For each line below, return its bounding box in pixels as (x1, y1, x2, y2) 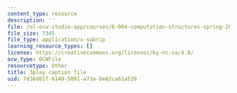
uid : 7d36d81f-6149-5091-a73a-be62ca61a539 (7, 75, 138, 83)
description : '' (7, 17, 55, 24)
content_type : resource (7, 10, 78, 17)
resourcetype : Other (7, 62, 68, 69)
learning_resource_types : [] (7, 43, 93, 50)
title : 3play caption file (7, 69, 87, 76)
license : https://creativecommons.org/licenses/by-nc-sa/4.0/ (7, 50, 194, 57)
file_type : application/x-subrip (7, 36, 106, 43)
